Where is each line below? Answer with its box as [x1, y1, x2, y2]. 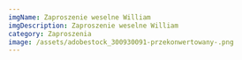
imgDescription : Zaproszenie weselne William [8, 21, 178, 30]
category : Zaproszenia [8, 29, 92, 38]
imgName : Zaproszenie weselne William [8, 12, 151, 22]
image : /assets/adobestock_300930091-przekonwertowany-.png [8, 37, 235, 47]
